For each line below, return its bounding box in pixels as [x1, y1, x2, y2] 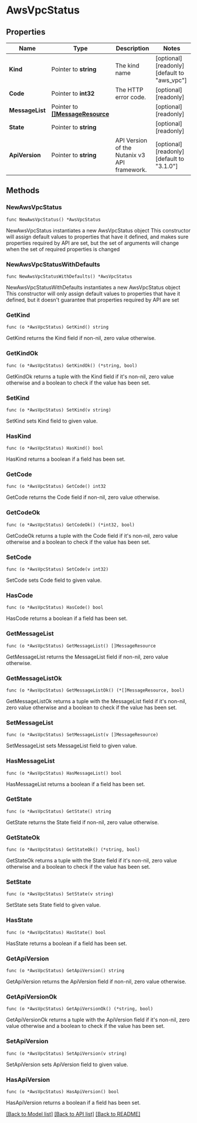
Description [116, 45, 150, 52]
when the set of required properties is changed [6, 245, 120, 252]
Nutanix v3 [115, 151, 145, 159]
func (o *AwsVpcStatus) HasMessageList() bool [6, 770, 122, 776]
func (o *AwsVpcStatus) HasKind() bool [6, 446, 104, 451]
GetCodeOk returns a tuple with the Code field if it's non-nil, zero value [6, 532, 178, 539]
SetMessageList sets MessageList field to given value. [6, 742, 137, 749]
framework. [115, 166, 147, 174]
